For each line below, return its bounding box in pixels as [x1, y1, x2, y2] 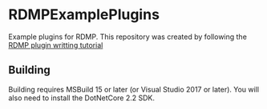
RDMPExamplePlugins [8, 6, 160, 24]
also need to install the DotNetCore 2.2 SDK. [8, 93, 155, 103]
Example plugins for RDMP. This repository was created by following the [8, 32, 247, 41]
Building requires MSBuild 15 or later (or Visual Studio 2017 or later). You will [8, 84, 259, 94]
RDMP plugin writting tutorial [8, 40, 103, 49]
